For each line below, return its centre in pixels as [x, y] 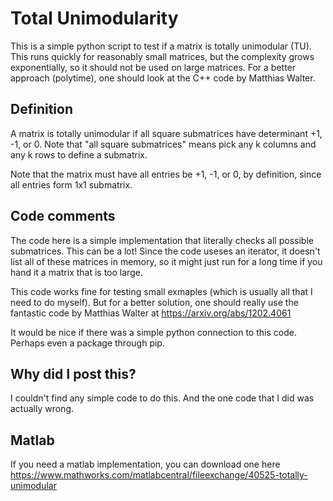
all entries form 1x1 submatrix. [71, 184]
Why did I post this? [73, 373]
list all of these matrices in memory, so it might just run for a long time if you [166, 261]
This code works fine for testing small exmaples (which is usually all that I [161, 291]
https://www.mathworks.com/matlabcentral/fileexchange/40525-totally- [159, 475]
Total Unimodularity [94, 18]
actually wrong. [42, 409]
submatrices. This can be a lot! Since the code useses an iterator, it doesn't [165, 251]
